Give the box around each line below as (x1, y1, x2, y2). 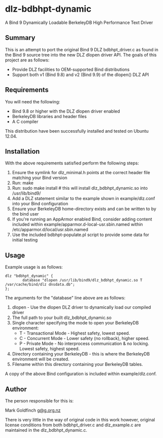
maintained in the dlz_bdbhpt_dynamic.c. (5, 427, 88, 433)
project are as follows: (5, 57, 50, 63)
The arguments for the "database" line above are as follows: (5, 295, 126, 301)
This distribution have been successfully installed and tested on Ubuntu (5, 128, 149, 134)
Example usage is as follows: (5, 264, 63, 270)
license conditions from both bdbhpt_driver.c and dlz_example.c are (5, 422, 141, 428)
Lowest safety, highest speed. (19, 346, 80, 352)
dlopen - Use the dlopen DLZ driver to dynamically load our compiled (12, 304, 151, 310)
